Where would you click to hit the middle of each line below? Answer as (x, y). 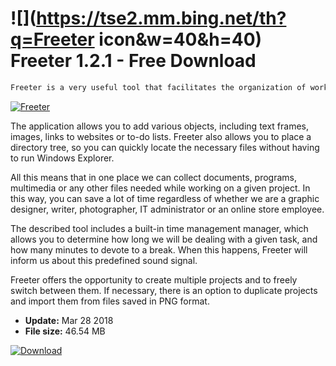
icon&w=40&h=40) (180, 39)
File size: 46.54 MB (65, 331)
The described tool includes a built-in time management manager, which (159, 228)
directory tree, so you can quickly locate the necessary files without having (165, 147)
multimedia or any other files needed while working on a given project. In (160, 188)
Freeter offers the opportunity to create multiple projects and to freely (154, 279)
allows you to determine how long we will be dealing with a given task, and (164, 239)
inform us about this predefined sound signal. (104, 260)
